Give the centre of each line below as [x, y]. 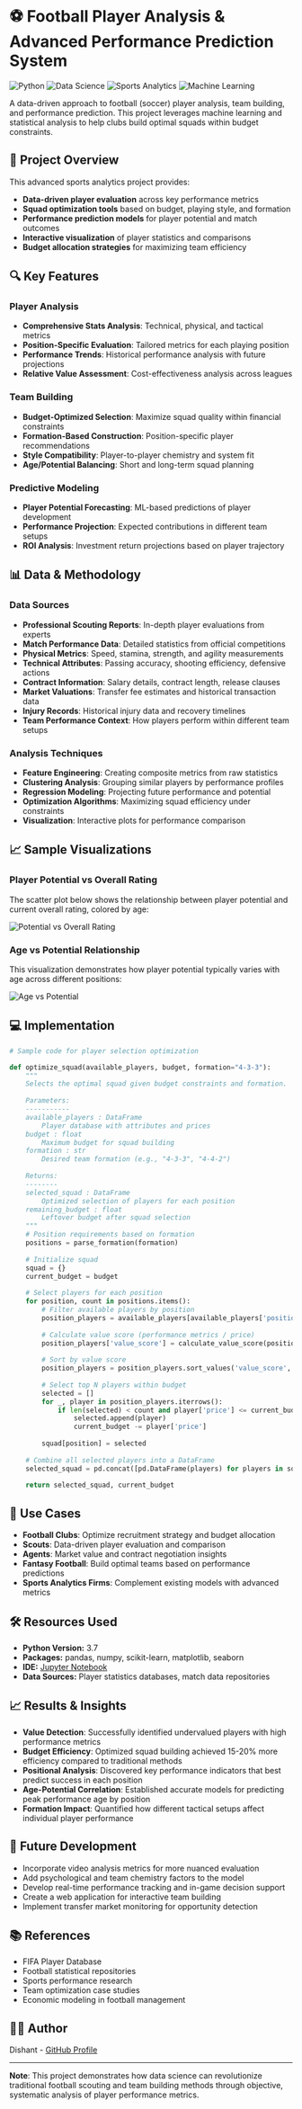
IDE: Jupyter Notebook [65, 1667]
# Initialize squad [62, 1259]
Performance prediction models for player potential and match [140, 218]
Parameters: [48, 1101]
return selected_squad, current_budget [100, 1485]
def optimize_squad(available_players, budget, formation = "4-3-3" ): [140, 1067]
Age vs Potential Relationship [75, 950]
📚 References [50, 1935]
